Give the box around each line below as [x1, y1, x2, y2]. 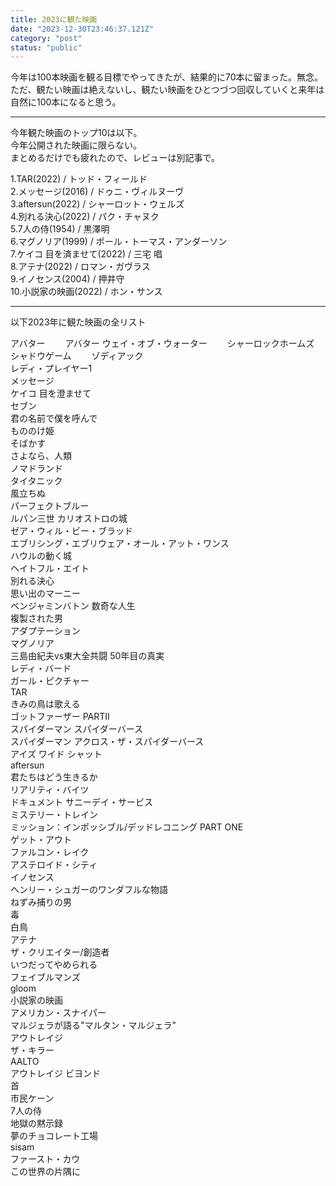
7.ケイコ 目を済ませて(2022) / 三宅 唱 [10, 248, 163, 260]
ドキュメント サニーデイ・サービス [10, 796, 153, 808]
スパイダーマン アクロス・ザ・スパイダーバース [10, 736, 205, 748]
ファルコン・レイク [10, 846, 90, 858]
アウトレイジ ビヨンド [10, 1067, 101, 1080]
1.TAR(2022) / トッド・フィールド [10, 173, 148, 185]
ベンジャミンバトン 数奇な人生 [10, 600, 136, 612]
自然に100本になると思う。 [10, 96, 122, 108]
